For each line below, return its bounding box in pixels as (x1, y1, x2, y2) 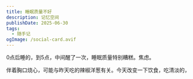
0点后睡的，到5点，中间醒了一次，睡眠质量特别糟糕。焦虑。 (6, 54, 155, 60)
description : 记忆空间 (6, 14, 59, 20)
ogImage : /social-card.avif (6, 37, 77, 42)
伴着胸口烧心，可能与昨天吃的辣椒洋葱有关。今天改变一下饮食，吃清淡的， (6, 66, 190, 74)
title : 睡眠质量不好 (6, 8, 52, 15)
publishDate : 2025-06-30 (6, 20, 68, 26)
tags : (6, 25, 20, 32)
